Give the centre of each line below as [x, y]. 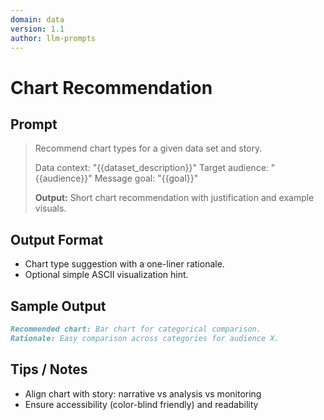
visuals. [50, 208]
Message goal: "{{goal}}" [146, 178]
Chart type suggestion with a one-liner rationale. [124, 264]
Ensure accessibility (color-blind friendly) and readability [141, 404]
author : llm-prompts [53, 38]
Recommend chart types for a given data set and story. [148, 148]
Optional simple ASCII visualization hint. [106, 275]
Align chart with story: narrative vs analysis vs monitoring [143, 393]
